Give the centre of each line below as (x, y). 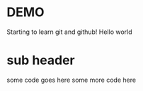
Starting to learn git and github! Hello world (69, 32)
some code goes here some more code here (71, 80)
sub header (41, 60)
